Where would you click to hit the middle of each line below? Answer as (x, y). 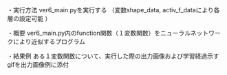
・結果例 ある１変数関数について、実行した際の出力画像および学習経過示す (113, 56)
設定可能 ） (35, 18)
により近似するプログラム (49, 42)
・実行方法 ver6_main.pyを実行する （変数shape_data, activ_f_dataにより (111, 10)
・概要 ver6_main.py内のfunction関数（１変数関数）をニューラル (99, 33)
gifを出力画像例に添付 (38, 64)
